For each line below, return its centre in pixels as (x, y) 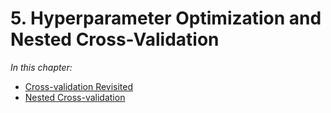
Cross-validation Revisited (79, 86)
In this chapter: (41, 67)
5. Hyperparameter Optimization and (166, 18)
